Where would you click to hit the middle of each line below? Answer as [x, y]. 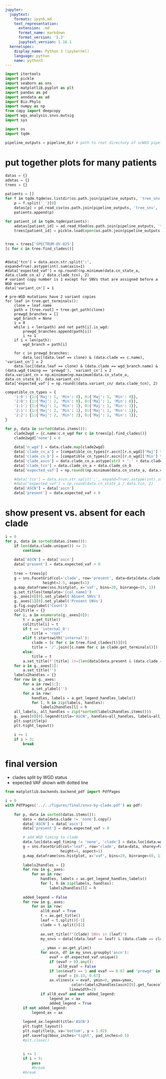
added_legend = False [45, 897]
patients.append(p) [34, 212]
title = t [41, 657]
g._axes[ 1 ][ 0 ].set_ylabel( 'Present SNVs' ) [58, 601]
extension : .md [34, 28]
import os [15, 129]
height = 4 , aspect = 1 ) [81, 851]
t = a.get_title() [42, 620]
